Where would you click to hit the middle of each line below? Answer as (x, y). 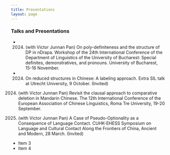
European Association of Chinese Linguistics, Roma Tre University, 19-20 (91, 103)
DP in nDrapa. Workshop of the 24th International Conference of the (94, 52)
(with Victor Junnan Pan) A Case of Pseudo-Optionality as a (78, 118)
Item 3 (24, 143)
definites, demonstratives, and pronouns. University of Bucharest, (92, 63)
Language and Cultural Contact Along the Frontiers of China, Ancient (87, 128)
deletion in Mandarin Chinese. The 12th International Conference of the (89, 98)
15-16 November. (42, 68)
